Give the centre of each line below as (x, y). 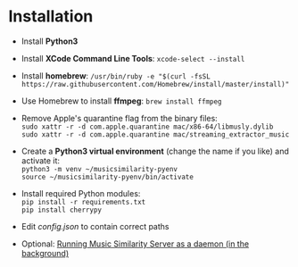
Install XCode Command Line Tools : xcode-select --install (133, 58)
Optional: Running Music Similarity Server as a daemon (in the (135, 244)
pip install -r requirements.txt (83, 202)
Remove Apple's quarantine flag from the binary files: (119, 118)
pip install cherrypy (61, 210)
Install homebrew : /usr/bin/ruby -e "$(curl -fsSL (116, 75)
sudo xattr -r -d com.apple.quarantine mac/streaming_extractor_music (155, 134)
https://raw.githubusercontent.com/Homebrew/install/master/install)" (155, 84)
